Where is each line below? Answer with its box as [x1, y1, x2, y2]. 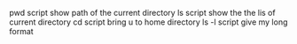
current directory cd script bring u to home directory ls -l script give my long [9, 17, 288, 27]
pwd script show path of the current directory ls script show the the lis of [9, 8, 277, 18]
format [9, 26, 34, 36]
